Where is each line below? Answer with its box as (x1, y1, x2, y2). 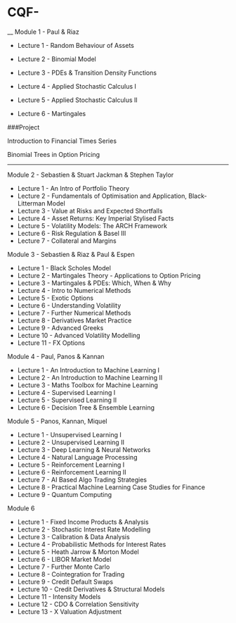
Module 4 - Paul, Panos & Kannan (7, 352, 105, 360)
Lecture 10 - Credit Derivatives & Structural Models (17, 585, 165, 593)
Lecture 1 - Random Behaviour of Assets (17, 41, 135, 49)
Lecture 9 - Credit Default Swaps (17, 577, 114, 586)
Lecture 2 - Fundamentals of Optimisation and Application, (17, 191, 188, 200)
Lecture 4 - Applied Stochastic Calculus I (17, 82, 137, 90)
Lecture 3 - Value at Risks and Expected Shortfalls (17, 206, 163, 215)
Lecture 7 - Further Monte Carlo (17, 562, 110, 571)
